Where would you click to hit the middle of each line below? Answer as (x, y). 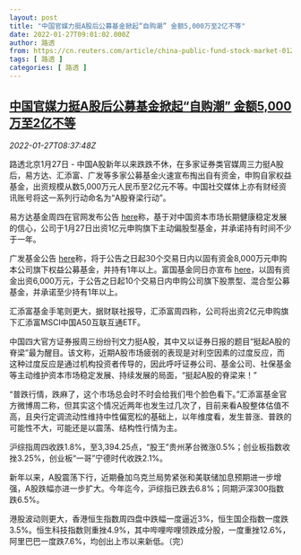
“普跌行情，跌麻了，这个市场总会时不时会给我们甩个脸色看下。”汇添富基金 (144, 394)
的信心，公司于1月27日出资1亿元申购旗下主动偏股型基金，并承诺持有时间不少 (150, 228)
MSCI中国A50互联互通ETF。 (93, 322)
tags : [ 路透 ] (36, 59)
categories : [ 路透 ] (48, 68)
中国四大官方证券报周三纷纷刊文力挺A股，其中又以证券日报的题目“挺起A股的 (150, 341)
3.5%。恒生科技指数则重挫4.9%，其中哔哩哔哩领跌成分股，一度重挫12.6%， (150, 530)
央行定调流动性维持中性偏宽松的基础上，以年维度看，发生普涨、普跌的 (162, 416)
